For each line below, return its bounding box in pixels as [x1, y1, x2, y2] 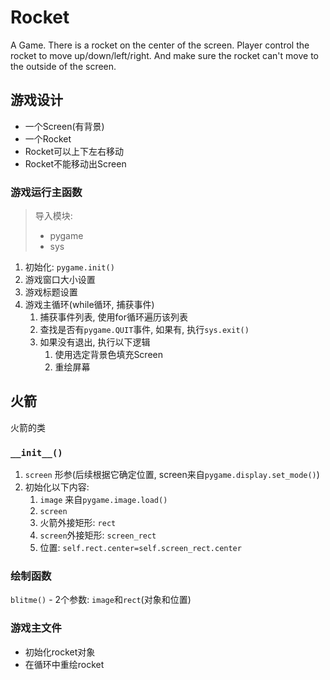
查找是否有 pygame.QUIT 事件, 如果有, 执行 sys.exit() [39, 324, 250, 336]
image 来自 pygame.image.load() [39, 494, 168, 506]
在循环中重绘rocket [24, 658, 105, 670]
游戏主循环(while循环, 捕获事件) [24, 299, 155, 311]
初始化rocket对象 [24, 646, 96, 658]
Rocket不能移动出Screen [24, 157, 127, 170]
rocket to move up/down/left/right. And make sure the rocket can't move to [10, 49, 319, 61]
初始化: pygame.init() [24, 261, 115, 273]
